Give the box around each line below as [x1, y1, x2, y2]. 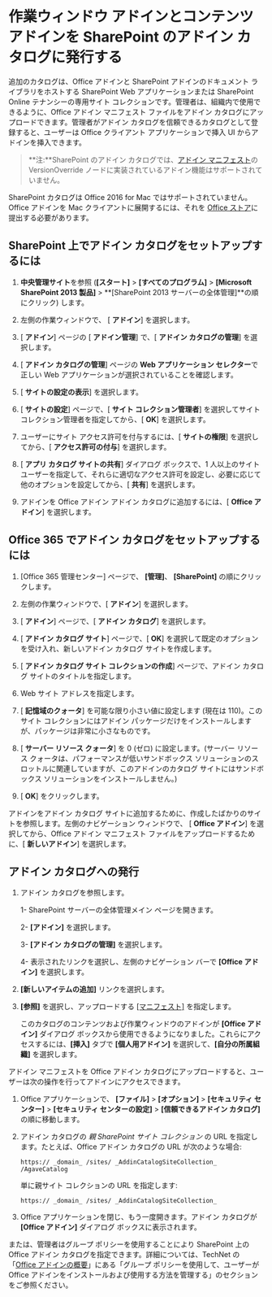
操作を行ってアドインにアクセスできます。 [43, 1077, 185, 1086]
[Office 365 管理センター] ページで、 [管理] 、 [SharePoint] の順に [19, 571, 241, 581]
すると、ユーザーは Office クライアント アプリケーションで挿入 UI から [15, 127, 252, 137]
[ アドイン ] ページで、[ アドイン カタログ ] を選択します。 [19, 616, 211, 626]
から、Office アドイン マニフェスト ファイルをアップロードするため [29, 829, 256, 838]
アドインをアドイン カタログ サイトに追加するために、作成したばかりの [8, 808, 248, 818]
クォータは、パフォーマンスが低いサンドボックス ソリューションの [29, 753, 252, 763]
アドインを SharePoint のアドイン [8, 28, 234, 46]
